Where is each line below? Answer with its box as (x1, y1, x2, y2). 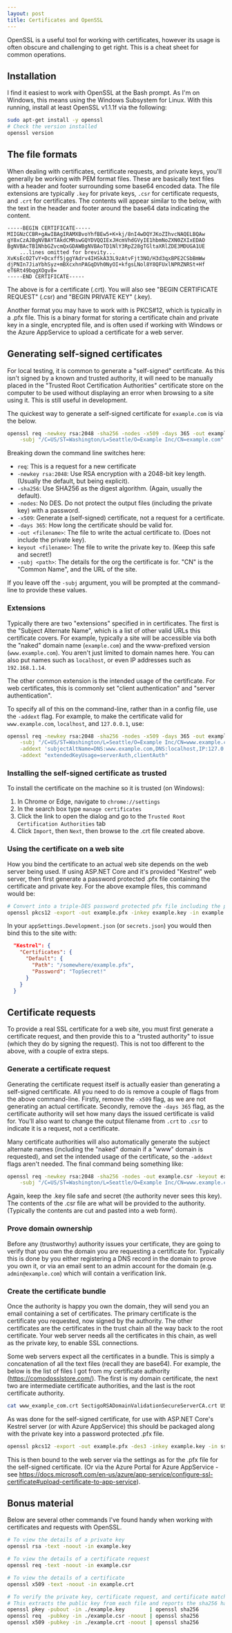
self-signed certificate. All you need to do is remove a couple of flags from (7, 1087, 219, 1095)
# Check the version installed (7, 123, 97, 130)
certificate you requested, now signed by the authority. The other (7, 1316, 193, 1325)
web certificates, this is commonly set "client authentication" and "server (7, 684, 215, 692)
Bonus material (7, 1497, 74, 1509)
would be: (7, 889, 36, 897)
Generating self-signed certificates (7, 348, 163, 360)
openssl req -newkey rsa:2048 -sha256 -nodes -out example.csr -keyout (7, 1173, 217, 1180)
